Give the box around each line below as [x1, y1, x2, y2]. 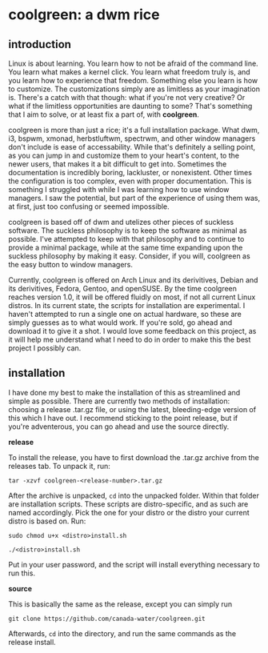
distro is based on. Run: [8, 516, 86, 526]
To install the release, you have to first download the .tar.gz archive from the [8, 452, 260, 462]
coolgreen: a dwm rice [8, 6, 160, 24]
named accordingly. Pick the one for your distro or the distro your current [8, 507, 250, 517]
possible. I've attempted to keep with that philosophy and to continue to [8, 234, 245, 243]
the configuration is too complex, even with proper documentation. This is [8, 176, 252, 186]
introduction [8, 38, 72, 51]
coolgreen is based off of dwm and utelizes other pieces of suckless [8, 218, 234, 226]
